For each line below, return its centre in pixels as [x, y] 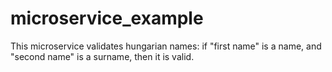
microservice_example [107, 18]
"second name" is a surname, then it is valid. [102, 56]
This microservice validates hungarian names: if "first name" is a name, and [166, 46]
